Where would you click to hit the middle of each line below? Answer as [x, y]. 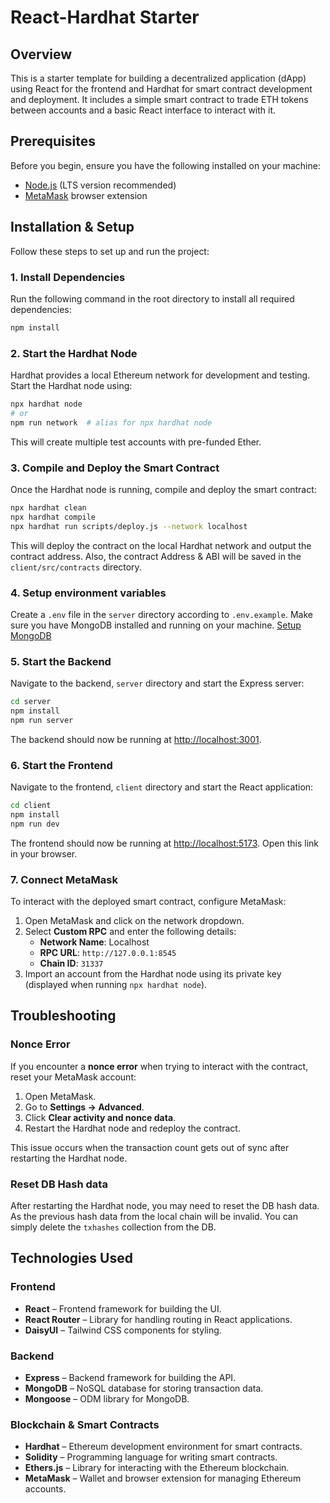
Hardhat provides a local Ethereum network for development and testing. [160, 375]
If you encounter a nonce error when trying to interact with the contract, [159, 1066]
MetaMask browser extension [86, 195]
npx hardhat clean [48, 508]
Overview [41, 54]
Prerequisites [53, 141]
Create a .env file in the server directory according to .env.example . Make [161, 614]
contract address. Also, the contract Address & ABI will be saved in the [156, 556]
